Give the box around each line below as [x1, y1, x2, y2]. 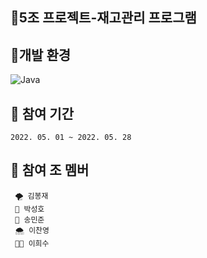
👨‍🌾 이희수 [14, 238, 50, 248]
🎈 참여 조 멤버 [10, 162, 90, 179]
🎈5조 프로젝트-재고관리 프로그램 [10, 9, 197, 27]
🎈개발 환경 [10, 46, 72, 63]
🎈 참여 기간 [10, 105, 75, 122]
